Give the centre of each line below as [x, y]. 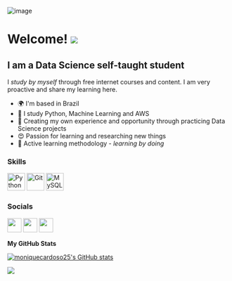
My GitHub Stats [32, 243]
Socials [20, 207]
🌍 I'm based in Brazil [48, 103]
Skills [17, 162]
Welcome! [38, 39]
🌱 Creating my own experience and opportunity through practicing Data [121, 121]
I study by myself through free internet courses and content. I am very [109, 82]
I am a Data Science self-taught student [96, 65]
